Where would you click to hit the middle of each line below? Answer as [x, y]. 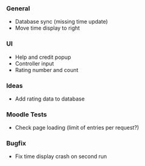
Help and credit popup [43, 57]
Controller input [34, 63]
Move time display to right [47, 28]
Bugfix [16, 144]
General [18, 8]
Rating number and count [47, 70]
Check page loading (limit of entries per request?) [77, 128]
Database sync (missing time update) [61, 22]
